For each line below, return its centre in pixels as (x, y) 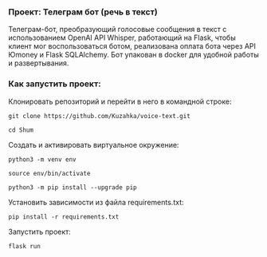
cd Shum (21, 130)
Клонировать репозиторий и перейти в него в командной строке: (120, 101)
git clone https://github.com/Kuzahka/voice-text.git (100, 116)
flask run (25, 246)
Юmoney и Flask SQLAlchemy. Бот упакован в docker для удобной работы (133, 55)
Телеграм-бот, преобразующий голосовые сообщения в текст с (118, 30)
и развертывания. (39, 63)
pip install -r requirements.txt (64, 217)
